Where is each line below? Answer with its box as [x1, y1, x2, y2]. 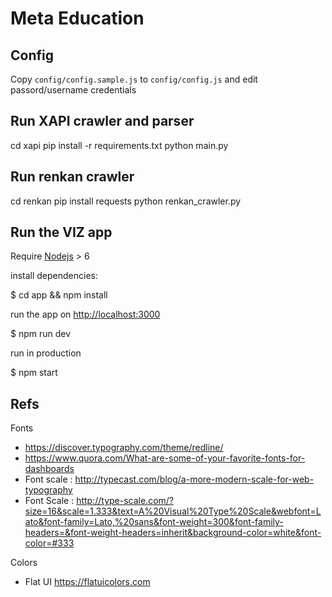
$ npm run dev [10, 328, 72, 340]
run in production [10, 347, 82, 359]
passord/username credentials [10, 84, 137, 96]
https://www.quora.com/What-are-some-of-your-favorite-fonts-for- [24, 452, 306, 464]
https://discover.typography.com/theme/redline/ [24, 442, 224, 454]
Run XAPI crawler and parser [10, 113, 195, 130]
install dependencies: [10, 270, 98, 282]
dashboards [24, 463, 75, 475]
